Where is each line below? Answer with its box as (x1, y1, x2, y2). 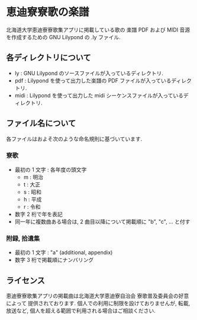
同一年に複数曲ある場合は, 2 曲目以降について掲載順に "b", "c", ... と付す (14, 218, 190, 225)
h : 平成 (23, 195, 42, 202)
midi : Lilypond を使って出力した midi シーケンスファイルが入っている (14, 91, 184, 99)
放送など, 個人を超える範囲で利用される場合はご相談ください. (6, 307, 156, 314)
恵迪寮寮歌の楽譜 (6, 5, 90, 19)
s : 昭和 (23, 188, 41, 195)
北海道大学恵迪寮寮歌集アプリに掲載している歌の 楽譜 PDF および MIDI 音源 (6, 26, 190, 33)
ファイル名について (6, 118, 76, 128)
